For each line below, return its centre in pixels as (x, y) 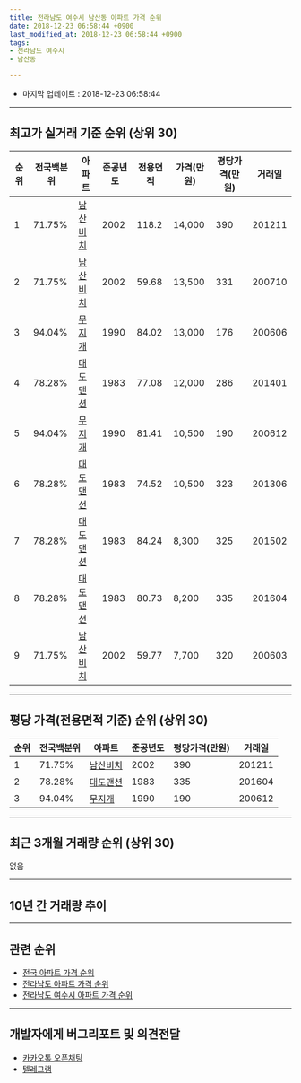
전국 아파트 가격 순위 (58, 973)
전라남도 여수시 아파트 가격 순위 (77, 995)
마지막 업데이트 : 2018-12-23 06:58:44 (91, 94)
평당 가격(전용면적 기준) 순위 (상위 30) (109, 720)
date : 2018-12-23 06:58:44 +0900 (72, 26)
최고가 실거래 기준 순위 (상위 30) (94, 133)
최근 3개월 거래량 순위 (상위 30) (92, 843)
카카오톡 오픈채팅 (52, 1057)
